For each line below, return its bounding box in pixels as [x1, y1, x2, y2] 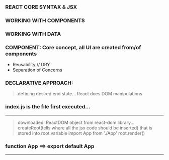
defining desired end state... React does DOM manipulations [17, 91, 142, 97]
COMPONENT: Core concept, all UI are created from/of [5, 44, 141, 51]
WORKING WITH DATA [5, 30, 61, 37]
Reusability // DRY [12, 62, 50, 68]
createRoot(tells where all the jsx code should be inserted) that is [17, 124, 152, 131]
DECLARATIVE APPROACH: [5, 79, 73, 86]
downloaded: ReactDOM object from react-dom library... [17, 119, 135, 125]
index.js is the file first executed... [5, 103, 91, 110]
